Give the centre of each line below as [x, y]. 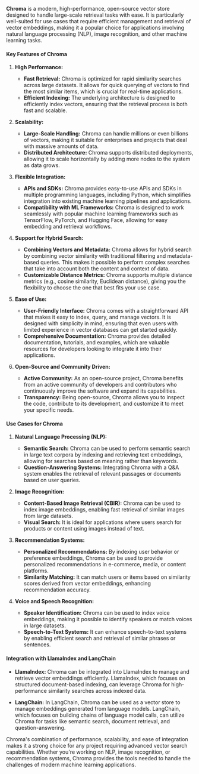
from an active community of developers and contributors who [100, 385]
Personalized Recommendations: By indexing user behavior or [101, 552]
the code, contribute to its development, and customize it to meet [104, 404]
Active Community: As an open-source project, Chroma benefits [103, 378]
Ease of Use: [31, 299]
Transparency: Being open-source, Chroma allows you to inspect [104, 397]
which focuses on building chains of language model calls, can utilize [99, 715]
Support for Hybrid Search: [49, 238]
